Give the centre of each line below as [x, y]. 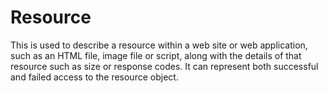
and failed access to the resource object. [94, 77]
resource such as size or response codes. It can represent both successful [164, 66]
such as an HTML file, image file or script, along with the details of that [156, 55]
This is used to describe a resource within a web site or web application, [159, 45]
